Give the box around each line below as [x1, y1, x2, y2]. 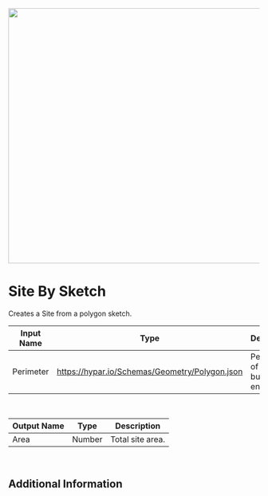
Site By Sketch [8, 282, 106, 301]
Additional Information [8, 478, 123, 491]
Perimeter [12, 366, 49, 377]
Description [115, 420, 161, 431]
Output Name [12, 420, 65, 431]
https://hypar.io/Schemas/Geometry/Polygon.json [57, 366, 243, 377]
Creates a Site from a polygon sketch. [8, 309, 132, 318]
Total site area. [110, 434, 166, 445]
